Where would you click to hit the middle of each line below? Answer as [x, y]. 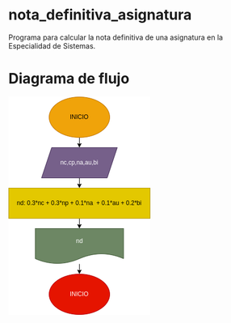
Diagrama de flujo [69, 79]
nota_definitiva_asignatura [100, 15]
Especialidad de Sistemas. [52, 45]
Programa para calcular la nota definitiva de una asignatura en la [116, 37]
